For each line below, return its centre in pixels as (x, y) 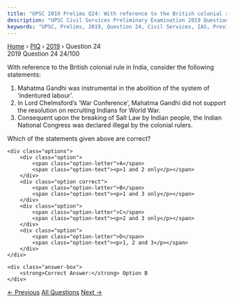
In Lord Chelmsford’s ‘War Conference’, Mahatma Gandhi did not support (122, 103)
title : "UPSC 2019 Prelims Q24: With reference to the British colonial (115, 14)
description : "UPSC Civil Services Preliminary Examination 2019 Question (118, 20)
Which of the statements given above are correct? (79, 139)
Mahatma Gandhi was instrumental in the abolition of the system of (114, 88)
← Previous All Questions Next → (55, 293)
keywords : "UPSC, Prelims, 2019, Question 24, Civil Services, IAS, (109, 26)
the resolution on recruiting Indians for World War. (89, 110)
